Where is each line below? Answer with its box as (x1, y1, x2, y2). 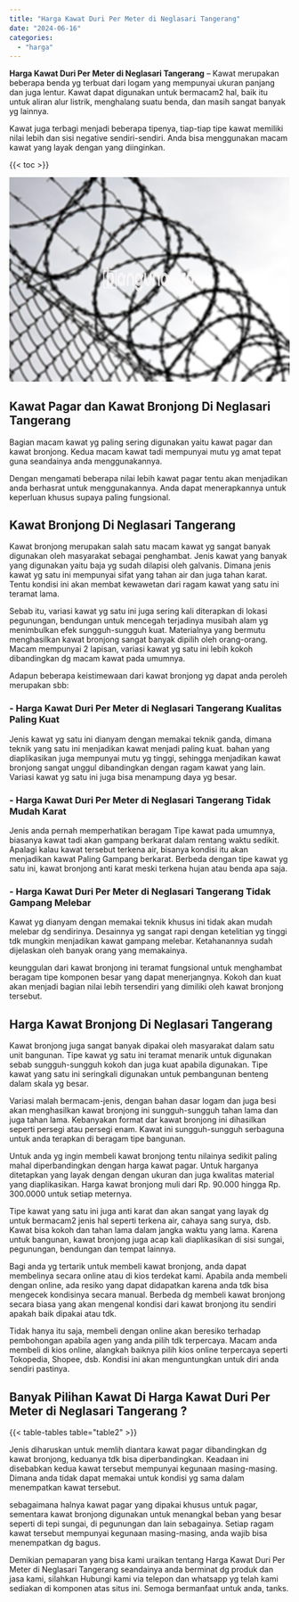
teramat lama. (9, 588, 60, 599)
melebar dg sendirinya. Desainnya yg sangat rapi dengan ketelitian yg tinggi (9, 926, 287, 937)
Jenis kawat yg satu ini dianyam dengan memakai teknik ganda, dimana (9, 734, 272, 744)
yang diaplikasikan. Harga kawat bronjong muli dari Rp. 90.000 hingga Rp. (9, 1179, 281, 1190)
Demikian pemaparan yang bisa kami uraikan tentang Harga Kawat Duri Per (9, 1554, 286, 1565)
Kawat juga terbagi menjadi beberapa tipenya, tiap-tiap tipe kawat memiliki (9, 123, 284, 134)
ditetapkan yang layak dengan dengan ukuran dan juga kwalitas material (9, 1170, 275, 1180)
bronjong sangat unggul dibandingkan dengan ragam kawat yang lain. (9, 762, 266, 773)
